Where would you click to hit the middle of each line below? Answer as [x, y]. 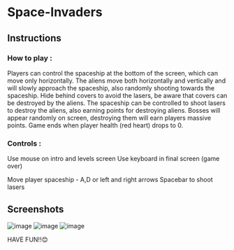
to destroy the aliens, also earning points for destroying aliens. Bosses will [114, 110]
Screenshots [36, 209]
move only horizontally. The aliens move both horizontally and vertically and [116, 81]
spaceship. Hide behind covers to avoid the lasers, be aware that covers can [117, 95]
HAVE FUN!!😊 [28, 239]
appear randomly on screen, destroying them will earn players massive [109, 118]
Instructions [34, 38]
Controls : [24, 143]
